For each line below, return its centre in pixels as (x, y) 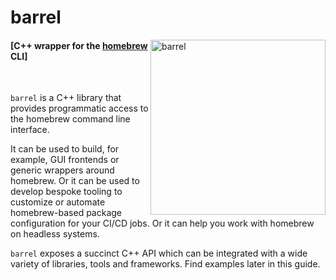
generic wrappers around (62, 170)
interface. (30, 130)
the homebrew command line (70, 119)
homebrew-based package (66, 213)
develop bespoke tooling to (66, 192)
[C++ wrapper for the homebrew (79, 45)
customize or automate (58, 202)
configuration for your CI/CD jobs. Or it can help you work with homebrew (162, 223)
